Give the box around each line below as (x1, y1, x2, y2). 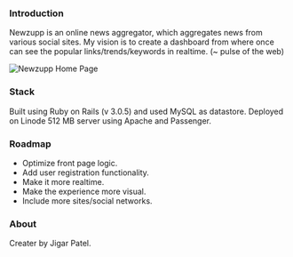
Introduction (9, 7, 64, 20)
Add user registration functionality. (21, 167, 149, 178)
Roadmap (9, 137, 51, 149)
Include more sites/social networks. (21, 195, 153, 206)
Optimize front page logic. (21, 157, 118, 168)
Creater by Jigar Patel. (9, 238, 91, 249)
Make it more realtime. (21, 176, 105, 187)
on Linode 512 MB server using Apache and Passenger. (9, 115, 211, 126)
